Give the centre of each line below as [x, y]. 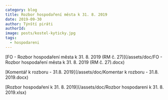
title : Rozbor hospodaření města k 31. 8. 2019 [56, 15]
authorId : [16, 29]
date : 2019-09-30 [24, 19]
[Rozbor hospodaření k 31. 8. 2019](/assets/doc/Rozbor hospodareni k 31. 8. [85, 87]
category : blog [21, 10]
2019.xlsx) [16, 92]
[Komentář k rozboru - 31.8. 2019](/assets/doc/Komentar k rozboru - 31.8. [82, 72]
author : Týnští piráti [29, 24]
